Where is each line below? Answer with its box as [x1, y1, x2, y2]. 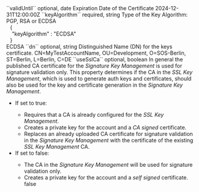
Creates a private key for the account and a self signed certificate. [23, 174, 188, 181]
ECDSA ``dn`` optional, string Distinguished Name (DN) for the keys [6, 43, 173, 50]
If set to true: [14, 99, 47, 107]
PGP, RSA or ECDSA [6, 17, 57, 25]
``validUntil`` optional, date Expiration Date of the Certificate [6, 5, 155, 11]
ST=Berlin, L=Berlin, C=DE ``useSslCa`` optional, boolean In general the [6, 56, 183, 63]
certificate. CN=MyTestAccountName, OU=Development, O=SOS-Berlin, [6, 49, 186, 57]
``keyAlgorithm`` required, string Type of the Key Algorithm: [41, 11, 188, 18]
